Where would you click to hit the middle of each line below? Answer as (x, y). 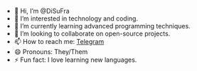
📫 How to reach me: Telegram (59, 42)
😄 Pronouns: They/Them (51, 52)
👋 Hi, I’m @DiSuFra (42, 11)
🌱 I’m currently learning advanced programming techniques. (102, 26)
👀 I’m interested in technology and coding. (76, 18)
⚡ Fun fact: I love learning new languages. (75, 60)
